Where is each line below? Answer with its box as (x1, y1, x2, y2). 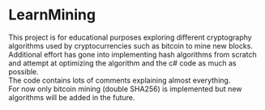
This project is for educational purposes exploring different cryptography (8, 32, 253, 42)
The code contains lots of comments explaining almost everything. (8, 75, 231, 85)
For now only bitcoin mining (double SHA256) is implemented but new (8, 83, 242, 94)
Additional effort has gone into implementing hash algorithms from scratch (8, 49, 257, 59)
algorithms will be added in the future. (8, 92, 135, 102)
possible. (8, 66, 39, 76)
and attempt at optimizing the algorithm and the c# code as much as (8, 58, 237, 68)
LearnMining (8, 6, 96, 24)
